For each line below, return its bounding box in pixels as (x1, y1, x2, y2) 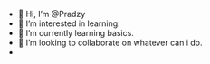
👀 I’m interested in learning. (17, 18, 120, 29)
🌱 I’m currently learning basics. (17, 28, 134, 38)
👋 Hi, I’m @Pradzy (17, 9, 86, 19)
